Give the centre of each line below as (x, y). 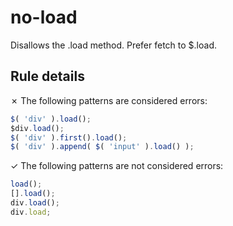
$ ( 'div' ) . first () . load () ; (69, 137)
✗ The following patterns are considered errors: (109, 100)
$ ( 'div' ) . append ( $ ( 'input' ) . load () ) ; (102, 147)
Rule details (47, 76)
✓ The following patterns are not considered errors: (117, 166)
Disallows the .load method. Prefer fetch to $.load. (114, 45)
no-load (44, 17)
